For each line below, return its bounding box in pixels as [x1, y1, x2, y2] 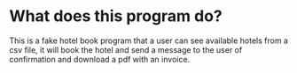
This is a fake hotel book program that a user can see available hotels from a [9, 35, 288, 46]
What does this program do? [9, 6, 223, 26]
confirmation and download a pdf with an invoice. [9, 54, 191, 64]
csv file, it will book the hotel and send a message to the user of [9, 44, 243, 55]
